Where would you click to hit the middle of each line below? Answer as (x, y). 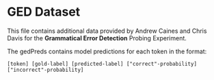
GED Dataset (44, 12)
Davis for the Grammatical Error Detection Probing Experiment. (97, 38)
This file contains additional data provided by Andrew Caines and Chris (107, 31)
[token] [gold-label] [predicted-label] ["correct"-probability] (102, 64)
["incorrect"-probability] (45, 70)
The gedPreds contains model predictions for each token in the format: (107, 51)
